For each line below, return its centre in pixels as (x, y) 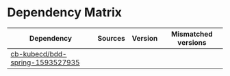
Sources (111, 38)
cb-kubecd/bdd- (39, 54)
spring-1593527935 (45, 62)
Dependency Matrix (64, 13)
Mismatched (192, 34)
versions (192, 42)
